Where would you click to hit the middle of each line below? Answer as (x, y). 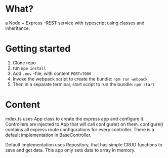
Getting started (38, 49)
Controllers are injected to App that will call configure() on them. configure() (84, 124)
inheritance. (18, 28)
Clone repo (24, 63)
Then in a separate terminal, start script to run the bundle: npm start (84, 84)
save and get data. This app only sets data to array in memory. (70, 150)
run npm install (29, 68)
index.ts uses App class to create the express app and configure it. (75, 118)
